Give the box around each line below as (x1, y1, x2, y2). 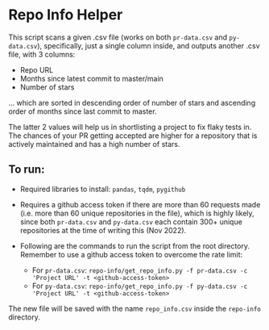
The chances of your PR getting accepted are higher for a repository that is (8, 131, 258, 140)
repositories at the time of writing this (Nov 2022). (19, 225, 187, 235)
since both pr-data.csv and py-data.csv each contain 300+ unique (19, 216, 243, 227)
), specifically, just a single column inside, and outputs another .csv (37, 40, 260, 50)
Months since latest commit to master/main (19, 73, 163, 83)
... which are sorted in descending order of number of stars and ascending (8, 98, 256, 107)
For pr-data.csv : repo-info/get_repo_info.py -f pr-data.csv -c (31, 265, 248, 275)
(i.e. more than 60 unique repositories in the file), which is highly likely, (19, 208, 255, 218)
